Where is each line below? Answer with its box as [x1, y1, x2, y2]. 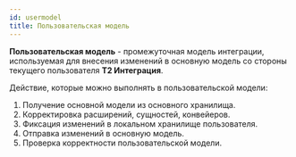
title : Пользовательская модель [9, 21, 130, 30]
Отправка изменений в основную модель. [21, 128, 185, 138]
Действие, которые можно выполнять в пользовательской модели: [9, 82, 268, 93]
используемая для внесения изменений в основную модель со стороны [9, 55, 288, 66]
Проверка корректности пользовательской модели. [21, 137, 222, 148]
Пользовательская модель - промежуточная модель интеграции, [9, 45, 265, 56]
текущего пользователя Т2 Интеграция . [9, 64, 164, 76]
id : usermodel [9, 12, 63, 22]
